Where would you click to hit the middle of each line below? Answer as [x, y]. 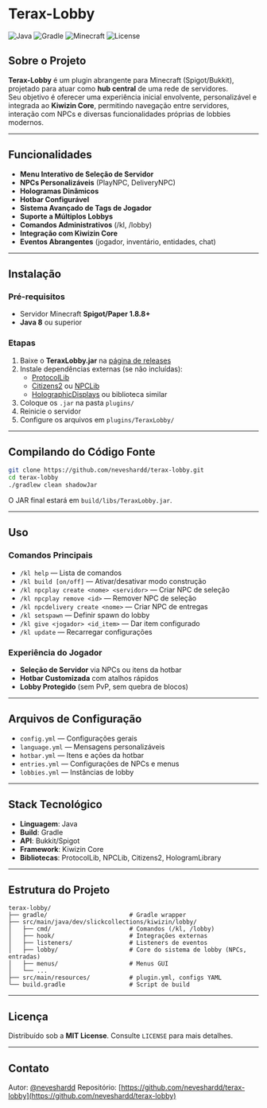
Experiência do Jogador [55, 652]
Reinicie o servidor [50, 411]
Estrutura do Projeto [59, 890]
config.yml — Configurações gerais [78, 738]
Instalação [35, 274]
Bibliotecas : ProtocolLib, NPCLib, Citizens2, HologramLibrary [120, 857]
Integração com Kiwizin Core [68, 233]
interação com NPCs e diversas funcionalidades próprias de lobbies [120, 114]
